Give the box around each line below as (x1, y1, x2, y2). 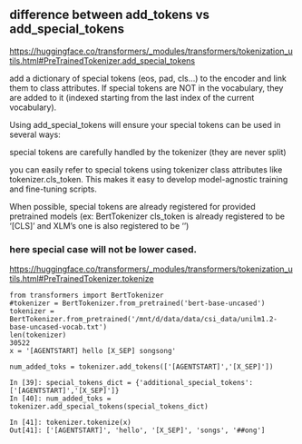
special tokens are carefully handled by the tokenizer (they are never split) (9, 146, 287, 157)
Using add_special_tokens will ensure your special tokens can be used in (9, 119, 281, 130)
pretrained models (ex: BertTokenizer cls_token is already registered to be (9, 211, 286, 222)
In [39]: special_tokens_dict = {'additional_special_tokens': (9, 379, 254, 388)
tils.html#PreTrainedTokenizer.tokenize (9, 273, 154, 284)
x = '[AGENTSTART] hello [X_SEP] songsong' (9, 347, 177, 356)
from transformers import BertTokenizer (9, 291, 165, 301)
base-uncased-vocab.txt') (9, 322, 107, 332)
